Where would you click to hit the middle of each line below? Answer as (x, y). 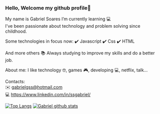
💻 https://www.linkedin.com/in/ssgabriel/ (48, 95)
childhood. (16, 31)
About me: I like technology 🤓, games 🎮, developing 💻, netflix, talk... (77, 70)
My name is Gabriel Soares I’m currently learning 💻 (58, 19)
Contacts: (15, 82)
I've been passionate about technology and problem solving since (73, 26)
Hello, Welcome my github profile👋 (48, 8)
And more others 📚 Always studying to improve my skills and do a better (80, 53)
